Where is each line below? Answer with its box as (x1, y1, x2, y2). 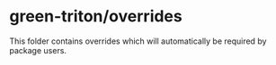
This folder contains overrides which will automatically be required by (9, 36, 267, 46)
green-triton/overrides (9, 6, 183, 27)
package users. (9, 45, 67, 55)
